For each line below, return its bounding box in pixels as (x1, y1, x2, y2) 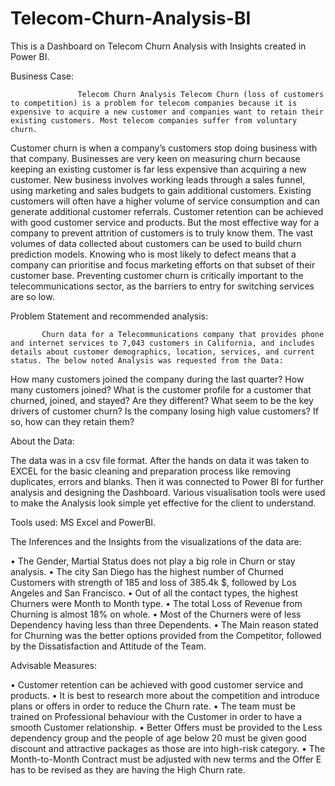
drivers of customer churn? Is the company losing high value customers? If (10, 405, 319, 417)
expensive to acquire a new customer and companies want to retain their (10, 107, 325, 117)
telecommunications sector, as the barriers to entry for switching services (10, 280, 315, 292)
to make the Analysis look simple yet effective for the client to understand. (10, 497, 317, 509)
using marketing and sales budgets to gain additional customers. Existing (10, 184, 312, 196)
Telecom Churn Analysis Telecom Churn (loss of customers (77, 89, 325, 99)
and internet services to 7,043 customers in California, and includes (10, 338, 315, 348)
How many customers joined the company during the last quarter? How (10, 373, 305, 385)
